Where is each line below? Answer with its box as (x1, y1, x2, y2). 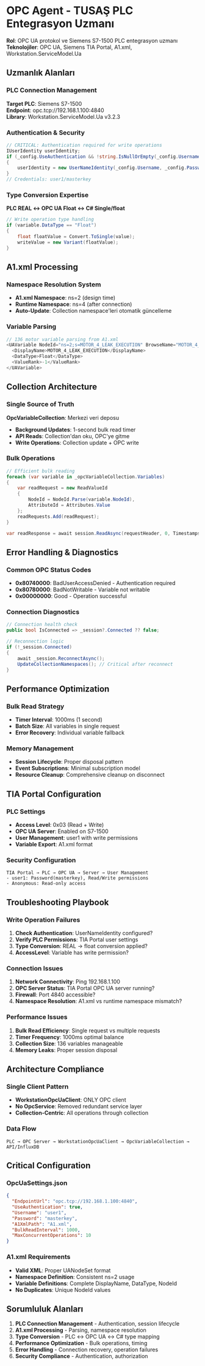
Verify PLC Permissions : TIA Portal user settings (15, 936, 138, 943)
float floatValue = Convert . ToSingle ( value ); (17, 233, 135, 239)
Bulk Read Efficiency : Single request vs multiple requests (15, 1026, 160, 1034)
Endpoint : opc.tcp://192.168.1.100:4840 (6, 106, 104, 114)
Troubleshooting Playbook (6, 897, 109, 908)
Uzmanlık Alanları (6, 68, 75, 78)
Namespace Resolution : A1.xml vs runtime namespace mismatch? (15, 998, 182, 1005)
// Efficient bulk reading (6, 468, 75, 474)
